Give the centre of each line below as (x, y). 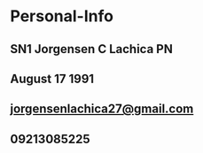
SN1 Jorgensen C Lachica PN (92, 49)
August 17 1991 (52, 78)
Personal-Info (62, 16)
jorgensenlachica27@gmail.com (102, 109)
